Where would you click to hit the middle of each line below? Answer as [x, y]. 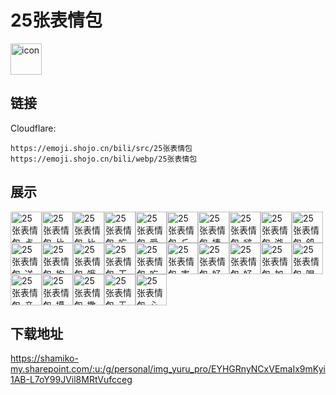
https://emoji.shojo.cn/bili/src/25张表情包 [101, 148]
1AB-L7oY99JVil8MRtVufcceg [71, 380]
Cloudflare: [33, 128]
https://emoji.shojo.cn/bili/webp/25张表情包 [104, 159]
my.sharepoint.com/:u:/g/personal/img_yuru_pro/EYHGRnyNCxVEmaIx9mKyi [168, 369]
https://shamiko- [44, 358]
